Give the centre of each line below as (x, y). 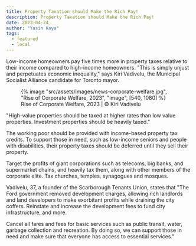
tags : (13, 34)
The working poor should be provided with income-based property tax (92, 133)
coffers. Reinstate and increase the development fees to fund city (86, 206)
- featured (25, 39)
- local (21, 45)
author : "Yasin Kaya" (33, 28)
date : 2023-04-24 (27, 22)
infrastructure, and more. (37, 212)
